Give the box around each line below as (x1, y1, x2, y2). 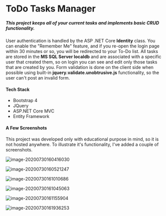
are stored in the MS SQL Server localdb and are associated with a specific (6, 53, 162, 60)
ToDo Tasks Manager (6, 3, 96, 14)
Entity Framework (13, 113, 50, 119)
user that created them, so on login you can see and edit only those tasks (6, 59, 157, 65)
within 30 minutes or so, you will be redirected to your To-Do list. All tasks (6, 48, 158, 54)
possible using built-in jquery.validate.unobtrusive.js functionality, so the (6, 69, 159, 75)
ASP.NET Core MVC (13, 108, 55, 114)
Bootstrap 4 (13, 97, 38, 103)
